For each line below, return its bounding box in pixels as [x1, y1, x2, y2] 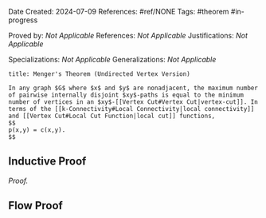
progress [8, 15, 38, 25]
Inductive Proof [8, 155, 87, 168]
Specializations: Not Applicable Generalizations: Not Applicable [8, 55, 217, 64]
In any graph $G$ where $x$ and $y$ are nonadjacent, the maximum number [8, 84, 259, 92]
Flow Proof [8, 199, 64, 212]
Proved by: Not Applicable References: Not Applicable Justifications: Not [8, 31, 248, 40]
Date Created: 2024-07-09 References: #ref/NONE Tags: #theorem [8, 7, 229, 16]
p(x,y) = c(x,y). [8, 126, 66, 134]
